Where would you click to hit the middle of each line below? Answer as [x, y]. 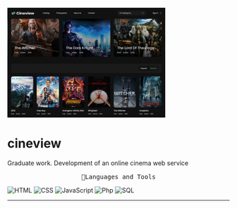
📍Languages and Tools [119, 177]
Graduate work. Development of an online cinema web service [98, 163]
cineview [35, 144]
